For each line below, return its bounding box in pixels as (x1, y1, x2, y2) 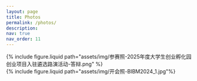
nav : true (6, 31, 31, 37)
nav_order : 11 (6, 36, 41, 42)
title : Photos (6, 14, 41, 20)
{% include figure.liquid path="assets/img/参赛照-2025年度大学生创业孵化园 (6, 53, 192, 60)
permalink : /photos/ (6, 20, 57, 25)
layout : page (6, 8, 38, 15)
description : (6, 25, 38, 31)
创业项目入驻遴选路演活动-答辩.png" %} (6, 60, 103, 67)
